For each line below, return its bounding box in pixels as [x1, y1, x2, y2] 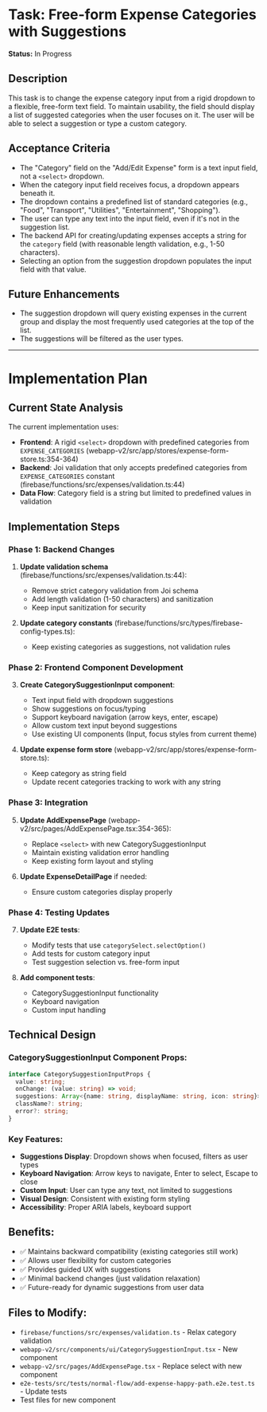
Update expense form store [19, 745, 113, 755]
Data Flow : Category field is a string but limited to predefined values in [19, 488, 252, 498]
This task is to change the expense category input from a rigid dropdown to [8, 93, 256, 103]
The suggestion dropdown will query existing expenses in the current [19, 308, 247, 318]
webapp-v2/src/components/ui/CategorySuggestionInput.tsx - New [19, 1344, 238, 1354]
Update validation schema [19, 562, 109, 571]
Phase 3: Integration [8, 797, 89, 808]
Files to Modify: [8, 1306, 87, 1320]
